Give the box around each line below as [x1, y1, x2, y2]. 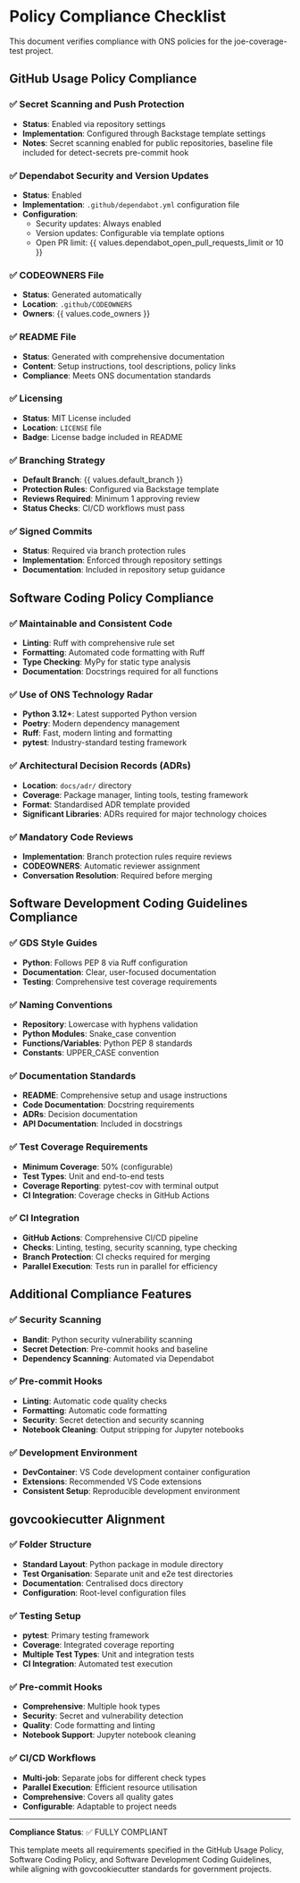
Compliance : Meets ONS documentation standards [21, 369, 212, 381]
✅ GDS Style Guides [9, 937, 98, 949]
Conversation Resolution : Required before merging [21, 869, 212, 880]
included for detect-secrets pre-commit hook [21, 147, 189, 157]
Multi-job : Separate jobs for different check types [21, 1772, 207, 1783]
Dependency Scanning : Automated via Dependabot [21, 1353, 214, 1363]
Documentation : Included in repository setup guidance [21, 564, 226, 575]
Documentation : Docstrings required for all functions [21, 666, 219, 677]
